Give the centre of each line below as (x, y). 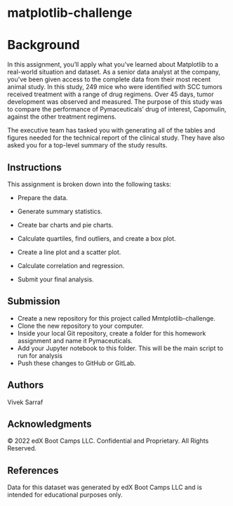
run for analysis (40, 355)
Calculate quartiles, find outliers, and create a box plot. (96, 238)
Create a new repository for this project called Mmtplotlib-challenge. (116, 318)
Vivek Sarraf (25, 402)
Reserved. (22, 448)
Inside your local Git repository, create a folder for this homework (112, 333)
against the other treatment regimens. (62, 116)
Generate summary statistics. (60, 211)
